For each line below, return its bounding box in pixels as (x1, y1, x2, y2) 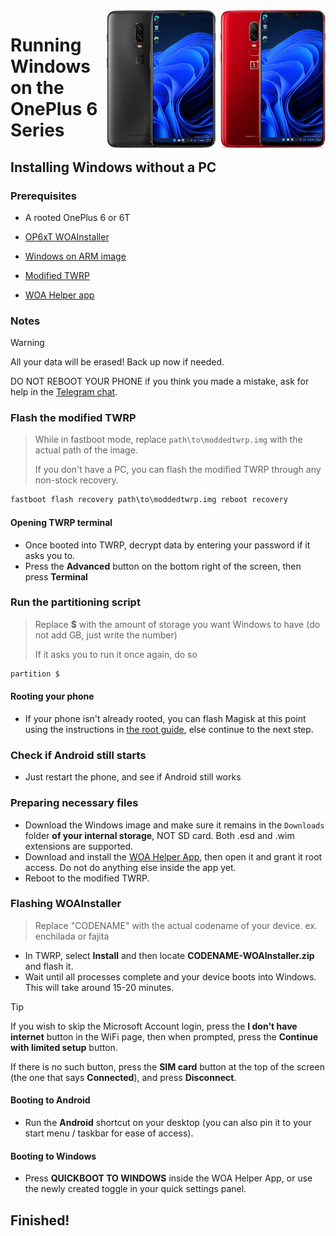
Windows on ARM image (24, 250, 127, 262)
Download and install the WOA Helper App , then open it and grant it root (24, 850, 323, 863)
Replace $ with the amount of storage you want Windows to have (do (34, 618, 321, 630)
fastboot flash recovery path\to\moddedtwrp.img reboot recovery (10, 495, 288, 505)
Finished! (10, 1212, 70, 1229)
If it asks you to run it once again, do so (34, 648, 198, 660)
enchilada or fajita (34, 930, 110, 942)
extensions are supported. (24, 840, 134, 852)
